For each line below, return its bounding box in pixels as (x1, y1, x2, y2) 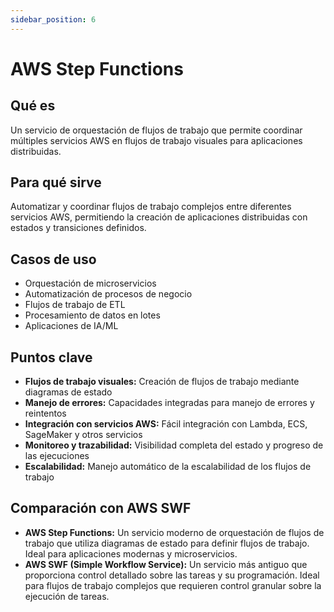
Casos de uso (10, 251, 97, 268)
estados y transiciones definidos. (10, 222, 147, 234)
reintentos (24, 407, 67, 420)
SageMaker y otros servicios (24, 429, 143, 441)
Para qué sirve (10, 174, 102, 191)
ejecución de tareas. (24, 590, 110, 602)
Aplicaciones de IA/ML (24, 320, 119, 332)
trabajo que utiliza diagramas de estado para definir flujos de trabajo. (24, 537, 310, 549)
